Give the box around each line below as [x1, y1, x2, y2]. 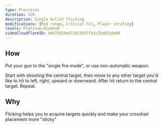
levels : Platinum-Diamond [5, 26, 59, 31]
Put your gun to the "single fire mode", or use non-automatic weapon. [5, 62, 150, 68]
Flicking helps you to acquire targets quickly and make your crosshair [5, 111, 149, 117]
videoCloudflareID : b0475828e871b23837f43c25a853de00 [5, 31, 121, 36]
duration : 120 [5, 12, 35, 17]
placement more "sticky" [5, 116, 57, 122]
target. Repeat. [5, 83, 36, 89]
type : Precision [5, 7, 39, 13]
